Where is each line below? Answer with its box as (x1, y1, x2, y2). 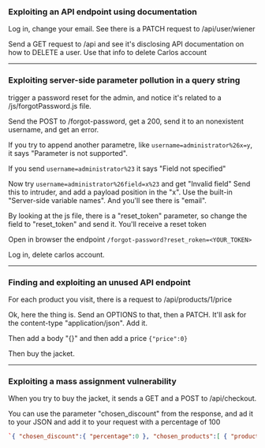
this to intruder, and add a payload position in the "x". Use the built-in (8, 187, 233, 197)
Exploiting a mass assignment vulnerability (8, 376, 177, 387)
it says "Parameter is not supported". (8, 148, 129, 157)
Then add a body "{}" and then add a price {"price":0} (8, 333, 188, 342)
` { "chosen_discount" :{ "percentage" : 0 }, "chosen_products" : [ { (8, 432, 228, 441)
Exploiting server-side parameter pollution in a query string (8, 75, 241, 86)
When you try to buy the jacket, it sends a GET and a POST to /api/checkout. (8, 394, 257, 403)
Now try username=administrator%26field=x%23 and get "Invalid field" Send (8, 179, 251, 188)
